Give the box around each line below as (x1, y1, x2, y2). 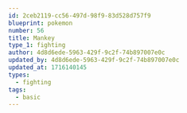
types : (8, 71, 30, 79)
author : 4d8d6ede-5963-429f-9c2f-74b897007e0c (8, 49, 166, 56)
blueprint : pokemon (8, 19, 73, 27)
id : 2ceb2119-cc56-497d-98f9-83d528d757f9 (8, 11, 151, 20)
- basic (15, 93, 41, 101)
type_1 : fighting (8, 41, 66, 49)
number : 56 (8, 26, 45, 34)
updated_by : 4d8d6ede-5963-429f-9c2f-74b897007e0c (8, 56, 180, 64)
